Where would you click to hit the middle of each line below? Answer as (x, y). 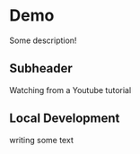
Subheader (41, 68)
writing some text (41, 140)
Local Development (65, 119)
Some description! (43, 40)
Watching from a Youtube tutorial (70, 90)
